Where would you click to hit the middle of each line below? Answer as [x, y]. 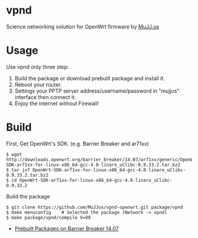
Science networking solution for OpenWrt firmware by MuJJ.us [82, 27]
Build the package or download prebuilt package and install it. [90, 78]
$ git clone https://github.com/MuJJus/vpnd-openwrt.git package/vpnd [95, 207]
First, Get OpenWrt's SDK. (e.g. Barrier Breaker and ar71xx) [77, 144]
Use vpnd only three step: [37, 67]
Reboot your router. [38, 84]
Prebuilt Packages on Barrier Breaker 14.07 [67, 229]
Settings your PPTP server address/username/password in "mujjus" [97, 91]
